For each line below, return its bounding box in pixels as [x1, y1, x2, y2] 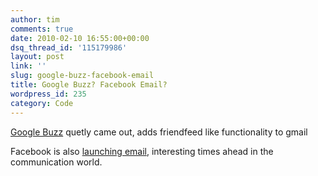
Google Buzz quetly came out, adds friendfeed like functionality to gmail [10, 126, 308, 138]
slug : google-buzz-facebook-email [10, 71, 155, 81]
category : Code [10, 98, 74, 108]
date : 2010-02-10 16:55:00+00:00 [10, 33, 150, 43]
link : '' [10, 61, 47, 71]
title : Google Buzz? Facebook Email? [10, 80, 168, 90]
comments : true [10, 24, 74, 34]
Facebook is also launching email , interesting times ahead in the [10, 145, 274, 157]
